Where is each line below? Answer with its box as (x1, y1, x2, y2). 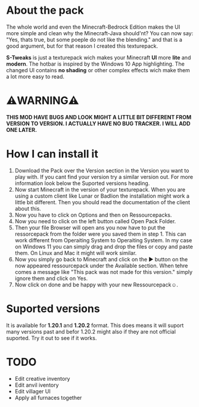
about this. (14, 205, 42, 212)
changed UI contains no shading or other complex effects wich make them (6, 66, 191, 73)
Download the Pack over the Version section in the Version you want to (14, 166, 189, 174)
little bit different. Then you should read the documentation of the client (14, 198, 191, 206)
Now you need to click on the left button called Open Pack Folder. (14, 217, 176, 224)
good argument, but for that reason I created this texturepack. (6, 42, 158, 50)
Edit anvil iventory (14, 381, 59, 388)
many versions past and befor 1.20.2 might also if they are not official (6, 328, 176, 335)
